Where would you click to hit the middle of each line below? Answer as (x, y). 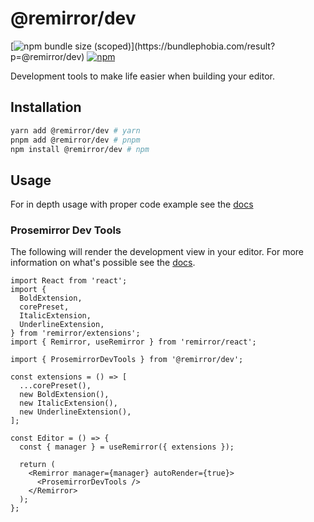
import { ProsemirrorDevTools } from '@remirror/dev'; (127, 360)
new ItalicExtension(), (68, 403)
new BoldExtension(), (64, 395)
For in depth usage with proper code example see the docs (132, 204)
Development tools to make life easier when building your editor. (142, 76)
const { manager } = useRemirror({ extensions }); (127, 447)
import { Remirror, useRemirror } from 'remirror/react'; (133, 342)
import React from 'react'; (69, 281)
